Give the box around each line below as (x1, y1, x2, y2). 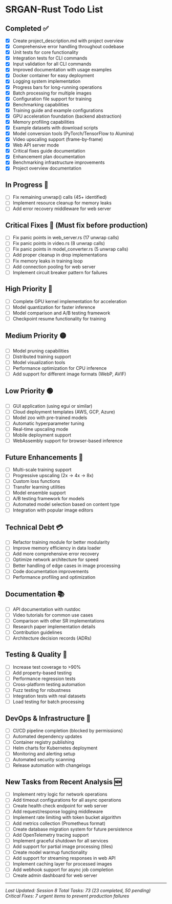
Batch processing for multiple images (12, 90, 92, 96)
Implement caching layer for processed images (12, 860, 113, 867)
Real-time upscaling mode (12, 426, 69, 432)
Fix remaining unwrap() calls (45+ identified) (12, 194, 107, 200)
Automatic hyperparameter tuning (12, 420, 84, 426)
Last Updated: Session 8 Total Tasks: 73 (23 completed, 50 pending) (5, 888, 151, 894)
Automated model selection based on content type (12, 501, 120, 507)
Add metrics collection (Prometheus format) (12, 820, 106, 826)
